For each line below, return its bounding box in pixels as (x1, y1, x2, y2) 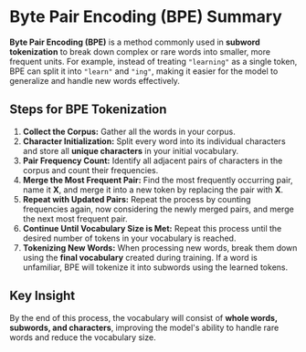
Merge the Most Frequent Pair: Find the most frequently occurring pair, (22, 174, 293, 185)
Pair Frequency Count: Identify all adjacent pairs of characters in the (22, 155, 283, 166)
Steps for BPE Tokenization (9, 102, 167, 118)
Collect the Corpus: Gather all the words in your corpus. (22, 126, 236, 137)
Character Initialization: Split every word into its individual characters (22, 135, 286, 147)
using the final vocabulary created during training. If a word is (22, 252, 258, 263)
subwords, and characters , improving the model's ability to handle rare (9, 322, 280, 333)
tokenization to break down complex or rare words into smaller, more (9, 46, 271, 57)
